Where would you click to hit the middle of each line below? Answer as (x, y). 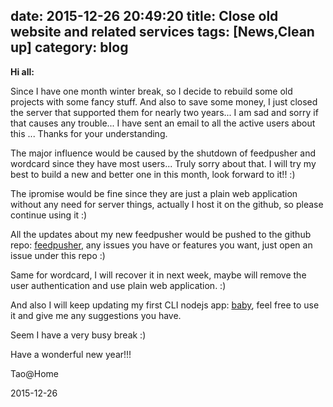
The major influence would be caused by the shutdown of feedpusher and (163, 153)
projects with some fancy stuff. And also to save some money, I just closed (164, 101)
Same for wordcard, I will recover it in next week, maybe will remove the (158, 275)
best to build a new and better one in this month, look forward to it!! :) (153, 174)
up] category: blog (69, 47)
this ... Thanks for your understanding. (89, 133)
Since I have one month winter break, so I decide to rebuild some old (151, 91)
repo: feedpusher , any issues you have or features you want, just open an (161, 245)
